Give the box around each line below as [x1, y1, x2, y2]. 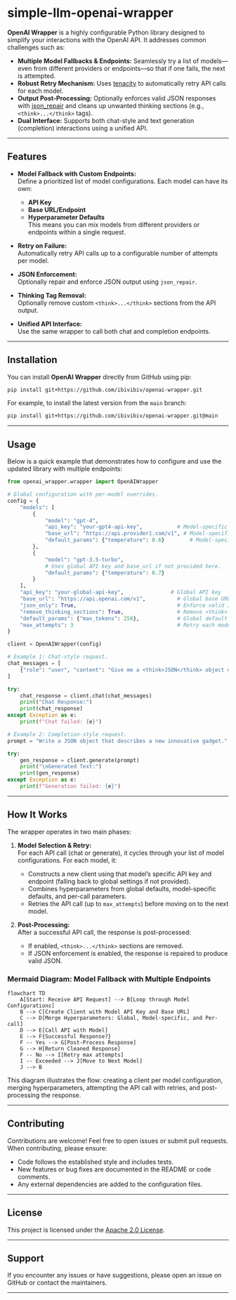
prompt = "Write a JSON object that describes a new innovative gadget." [7, 737, 228, 744]
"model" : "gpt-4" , [44, 517, 99, 524]
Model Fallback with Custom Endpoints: [17, 169, 137, 178]
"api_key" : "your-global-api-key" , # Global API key [20, 589, 221, 596]
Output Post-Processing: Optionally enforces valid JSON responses [17, 93, 216, 103]
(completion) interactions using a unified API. [17, 124, 148, 132]
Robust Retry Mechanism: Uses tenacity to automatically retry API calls [17, 79, 226, 87]
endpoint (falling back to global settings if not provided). [27, 876, 191, 886]
